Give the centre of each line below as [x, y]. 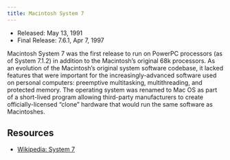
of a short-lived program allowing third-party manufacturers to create [105, 97]
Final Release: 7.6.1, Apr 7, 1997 [60, 40]
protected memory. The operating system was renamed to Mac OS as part [112, 90]
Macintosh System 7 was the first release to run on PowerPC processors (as [115, 53]
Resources [31, 133]
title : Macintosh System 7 [46, 13]
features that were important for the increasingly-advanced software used [112, 75]
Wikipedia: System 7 [46, 149]
